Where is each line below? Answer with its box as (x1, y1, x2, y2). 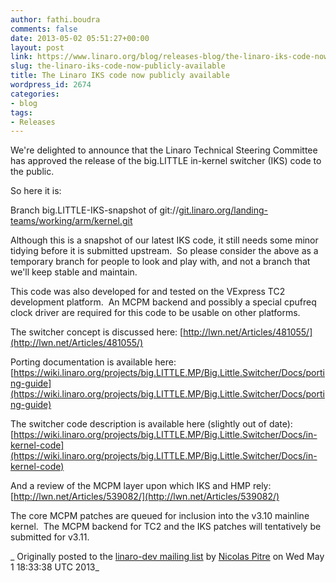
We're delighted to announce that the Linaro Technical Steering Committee (10, 144, 318, 156)
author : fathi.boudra (10, 14, 101, 25)
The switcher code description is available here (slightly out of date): (10, 418, 293, 430)
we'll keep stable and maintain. (10, 266, 138, 278)
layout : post (10, 42, 65, 53)
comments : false (10, 24, 78, 34)
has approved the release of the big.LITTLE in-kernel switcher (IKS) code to (10, 155, 322, 167)
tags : (10, 107, 33, 118)
